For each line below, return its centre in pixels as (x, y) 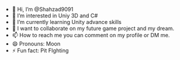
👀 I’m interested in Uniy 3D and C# (55, 16)
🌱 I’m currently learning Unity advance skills (67, 22)
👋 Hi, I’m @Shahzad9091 (43, 9)
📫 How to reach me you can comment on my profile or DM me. (91, 35)
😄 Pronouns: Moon (36, 44)
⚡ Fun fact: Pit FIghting (40, 50)
